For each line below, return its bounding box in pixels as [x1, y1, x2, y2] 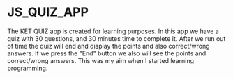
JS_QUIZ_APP [7, 4, 89, 20]
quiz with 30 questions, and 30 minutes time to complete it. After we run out [7, 34, 226, 42]
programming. [7, 64, 48, 72]
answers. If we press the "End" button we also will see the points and [7, 49, 206, 58]
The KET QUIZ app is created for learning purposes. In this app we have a [7, 27, 220, 35]
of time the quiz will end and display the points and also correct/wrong [7, 42, 211, 50]
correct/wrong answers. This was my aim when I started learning [7, 56, 194, 64]
